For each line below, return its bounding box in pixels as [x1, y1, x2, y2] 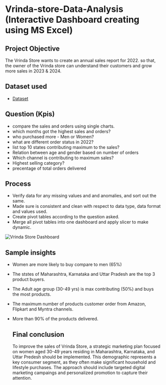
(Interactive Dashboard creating [5, 14, 140, 25]
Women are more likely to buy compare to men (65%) [12, 261, 122, 267]
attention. [12, 375, 32, 381]
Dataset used [5, 82, 47, 91]
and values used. [12, 208, 48, 214]
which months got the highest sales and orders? [12, 128, 111, 134]
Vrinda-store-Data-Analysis [5, 3, 124, 15]
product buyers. [12, 276, 46, 282]
